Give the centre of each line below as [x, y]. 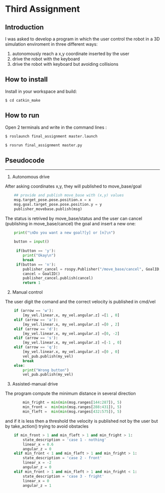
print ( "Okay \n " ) [39, 256]
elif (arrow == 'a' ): [36, 320]
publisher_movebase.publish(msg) [48, 209]
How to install [27, 80]
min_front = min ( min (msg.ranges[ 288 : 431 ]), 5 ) [72, 407]
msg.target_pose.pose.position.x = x [53, 200]
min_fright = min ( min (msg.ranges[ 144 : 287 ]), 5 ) [72, 403]
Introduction [25, 27]
